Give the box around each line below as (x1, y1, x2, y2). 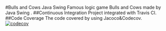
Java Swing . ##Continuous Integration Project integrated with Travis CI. (5, 10, 157, 16)
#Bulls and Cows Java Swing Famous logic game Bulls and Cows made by (5, 5, 161, 10)
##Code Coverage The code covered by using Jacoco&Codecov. (5, 15, 143, 21)
